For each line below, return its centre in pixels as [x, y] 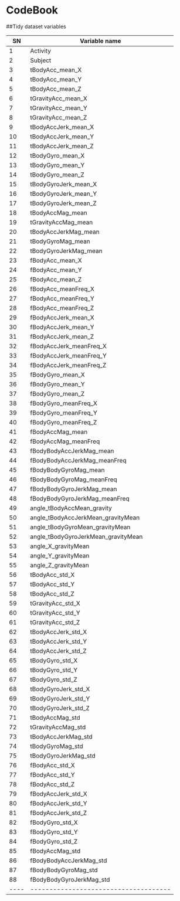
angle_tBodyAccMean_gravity [71, 508]
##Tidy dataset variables [36, 26]
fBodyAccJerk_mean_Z [62, 336]
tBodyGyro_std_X [54, 660]
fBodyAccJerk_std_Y [59, 803]
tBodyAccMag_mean [59, 213]
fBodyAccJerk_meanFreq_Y [68, 355]
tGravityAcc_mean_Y [59, 108]
